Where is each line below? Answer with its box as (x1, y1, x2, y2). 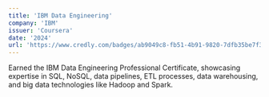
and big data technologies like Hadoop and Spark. (8, 80, 174, 90)
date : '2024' (8, 33, 52, 42)
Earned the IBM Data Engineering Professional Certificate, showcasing (8, 63, 241, 72)
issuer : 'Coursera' (8, 26, 74, 34)
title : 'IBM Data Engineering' (8, 11, 113, 20)
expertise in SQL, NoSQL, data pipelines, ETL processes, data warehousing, (8, 72, 259, 81)
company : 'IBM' (8, 19, 59, 27)
